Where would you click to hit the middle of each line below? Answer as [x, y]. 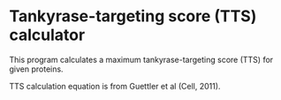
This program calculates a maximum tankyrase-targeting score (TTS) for [141, 59]
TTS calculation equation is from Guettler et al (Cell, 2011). [115, 86]
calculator [47, 35]
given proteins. [36, 69]
